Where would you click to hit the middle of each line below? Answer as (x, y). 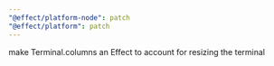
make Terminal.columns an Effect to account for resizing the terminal (137, 52)
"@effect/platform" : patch (59, 26)
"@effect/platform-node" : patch (69, 18)
